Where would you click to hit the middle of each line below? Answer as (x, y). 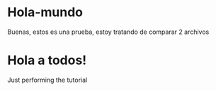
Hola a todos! (47, 60)
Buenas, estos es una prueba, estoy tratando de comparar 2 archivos (108, 32)
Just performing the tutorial (47, 80)
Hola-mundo (45, 12)
